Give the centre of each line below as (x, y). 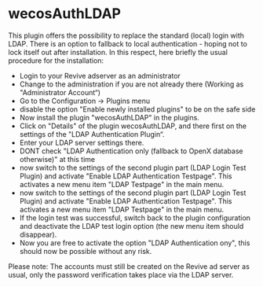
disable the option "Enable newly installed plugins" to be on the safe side (137, 109)
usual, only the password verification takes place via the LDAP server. (121, 274)
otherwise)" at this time (57, 159)
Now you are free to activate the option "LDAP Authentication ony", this (135, 243)
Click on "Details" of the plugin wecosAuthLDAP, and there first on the (133, 126)
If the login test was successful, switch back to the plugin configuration (135, 218)
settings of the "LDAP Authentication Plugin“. (92, 134)
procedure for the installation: (56, 61)
